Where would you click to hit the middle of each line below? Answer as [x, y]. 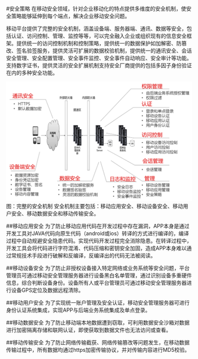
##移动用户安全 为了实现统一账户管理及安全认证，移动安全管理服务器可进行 [98, 303]
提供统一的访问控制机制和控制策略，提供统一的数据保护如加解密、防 [99, 43]
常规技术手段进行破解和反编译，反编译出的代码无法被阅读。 [83, 256]
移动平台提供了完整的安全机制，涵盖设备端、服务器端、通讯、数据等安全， [96, 29]
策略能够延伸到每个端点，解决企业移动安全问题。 [70, 16]
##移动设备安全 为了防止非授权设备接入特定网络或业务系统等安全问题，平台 [98, 268]
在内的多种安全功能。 [32, 73]
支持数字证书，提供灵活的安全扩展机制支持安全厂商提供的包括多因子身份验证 [99, 65]
